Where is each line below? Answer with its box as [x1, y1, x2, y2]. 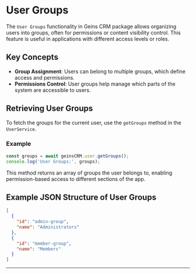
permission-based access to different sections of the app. [6, 175, 146, 182]
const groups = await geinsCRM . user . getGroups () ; [6, 153, 129, 159]
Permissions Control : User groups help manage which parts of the [14, 80, 176, 87]
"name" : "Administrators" [16, 224, 80, 230]
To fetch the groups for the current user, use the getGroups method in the [6, 119, 182, 126]
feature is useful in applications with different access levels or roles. [6, 35, 170, 42]
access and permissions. [14, 74, 75, 81]
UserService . [6, 125, 37, 132]
